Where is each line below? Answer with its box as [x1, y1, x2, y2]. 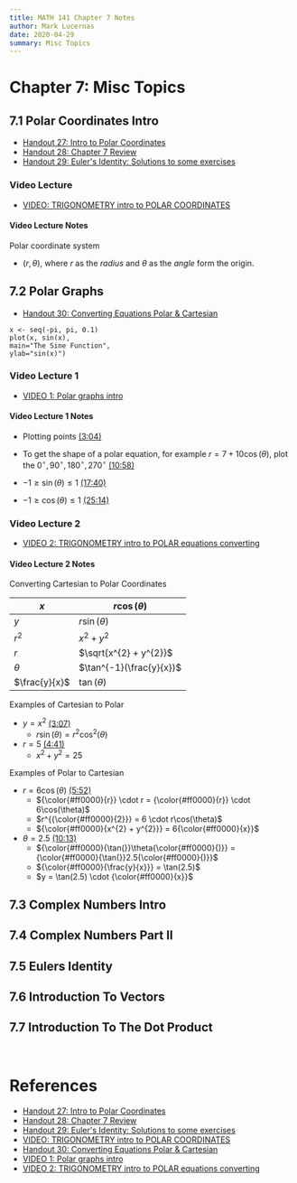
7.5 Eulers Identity [9, 958, 113, 973]
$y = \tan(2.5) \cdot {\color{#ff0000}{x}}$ [35, 871, 194, 881]
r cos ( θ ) [112, 600, 147, 612]
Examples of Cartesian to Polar [9, 699, 125, 710]
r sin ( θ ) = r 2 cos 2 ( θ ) [35, 728, 108, 740]
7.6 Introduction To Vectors [9, 990, 165, 1005]
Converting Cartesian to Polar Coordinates [9, 579, 167, 590]
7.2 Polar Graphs [9, 284, 104, 299]
